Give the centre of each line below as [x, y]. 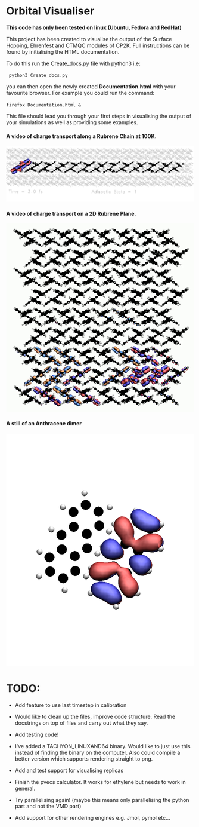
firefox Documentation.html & [44, 105]
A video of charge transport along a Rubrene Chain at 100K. [81, 136]
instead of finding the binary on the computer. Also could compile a [97, 752]
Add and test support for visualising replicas [69, 770]
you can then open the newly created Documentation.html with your [91, 86]
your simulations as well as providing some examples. [72, 122]
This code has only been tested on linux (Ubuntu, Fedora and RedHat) [94, 27]
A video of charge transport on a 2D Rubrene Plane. [71, 213]
